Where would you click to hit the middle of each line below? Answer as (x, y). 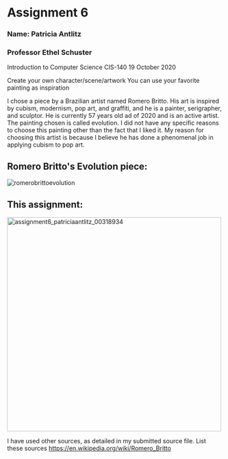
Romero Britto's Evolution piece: (77, 166)
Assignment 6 (48, 13)
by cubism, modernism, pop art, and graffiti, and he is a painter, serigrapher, (115, 108)
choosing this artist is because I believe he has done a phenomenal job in (110, 138)
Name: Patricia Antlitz (45, 34)
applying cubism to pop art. (46, 145)
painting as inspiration (38, 88)
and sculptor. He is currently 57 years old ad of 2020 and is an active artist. (113, 116)
